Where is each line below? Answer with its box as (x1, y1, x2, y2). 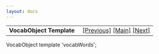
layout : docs (6, 8, 38, 15)
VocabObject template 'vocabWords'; (6, 41, 97, 48)
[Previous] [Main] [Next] (82, 26, 151, 34)
